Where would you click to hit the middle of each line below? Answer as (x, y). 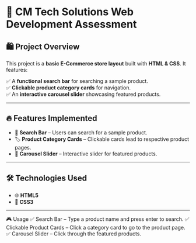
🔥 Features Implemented (52, 118)
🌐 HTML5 (27, 195)
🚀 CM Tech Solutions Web (70, 12)
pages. (23, 147)
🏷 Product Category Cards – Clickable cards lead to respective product (102, 139)
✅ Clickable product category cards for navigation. (69, 88)
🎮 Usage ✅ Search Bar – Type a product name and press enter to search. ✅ (98, 219)
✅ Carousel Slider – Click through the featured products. (74, 234)
